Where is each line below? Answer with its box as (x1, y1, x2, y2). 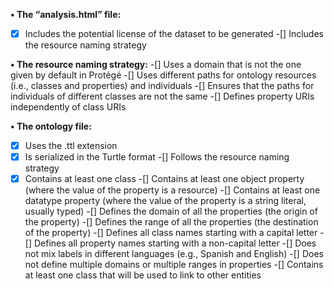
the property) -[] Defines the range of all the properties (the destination (24, 216, 319, 228)
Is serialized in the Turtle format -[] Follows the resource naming (24, 151, 290, 163)
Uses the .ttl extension (24, 140, 118, 152)
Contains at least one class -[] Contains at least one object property (24, 173, 305, 185)
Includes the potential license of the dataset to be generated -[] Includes (24, 28, 324, 39)
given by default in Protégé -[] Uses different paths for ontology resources (10, 69, 317, 81)
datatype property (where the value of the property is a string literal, (24, 195, 307, 207)
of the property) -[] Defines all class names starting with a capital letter (24, 227, 318, 239)
